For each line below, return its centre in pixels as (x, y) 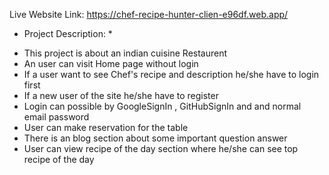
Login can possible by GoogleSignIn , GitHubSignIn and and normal (162, 106)
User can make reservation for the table (106, 127)
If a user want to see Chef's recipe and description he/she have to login (171, 74)
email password (56, 117)
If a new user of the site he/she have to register (121, 95)
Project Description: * (68, 33)
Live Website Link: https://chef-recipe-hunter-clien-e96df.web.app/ (149, 14)
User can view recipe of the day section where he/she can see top (161, 148)
